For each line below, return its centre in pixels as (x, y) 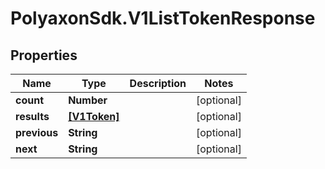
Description (158, 83)
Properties (44, 55)
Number (88, 100)
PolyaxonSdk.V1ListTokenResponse (163, 18)
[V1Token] (94, 116)
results (32, 116)
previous (37, 132)
